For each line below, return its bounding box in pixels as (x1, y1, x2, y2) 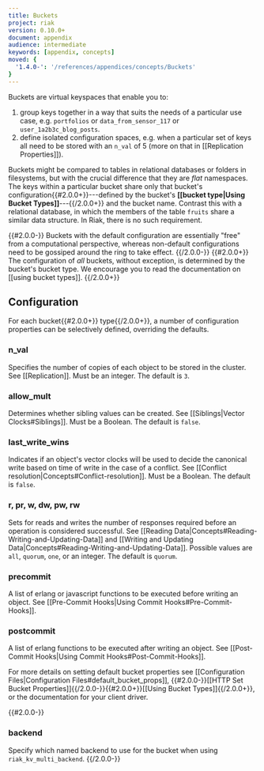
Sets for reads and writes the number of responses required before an (8, 517, 237, 527)
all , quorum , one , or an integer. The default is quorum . (8, 551, 178, 561)
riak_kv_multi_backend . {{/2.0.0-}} (8, 754, 121, 763)
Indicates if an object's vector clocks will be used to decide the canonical (8, 455, 247, 464)
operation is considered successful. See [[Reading (8, 526, 173, 535)
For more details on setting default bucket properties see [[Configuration (8, 667, 245, 677)
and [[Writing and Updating (104, 535, 194, 544)
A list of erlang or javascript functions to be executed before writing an (8, 588, 239, 598)
